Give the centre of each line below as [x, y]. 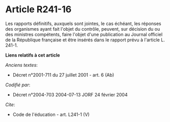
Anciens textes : [22, 65]
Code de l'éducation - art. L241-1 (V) [51, 114]
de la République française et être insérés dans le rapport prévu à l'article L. [85, 40]
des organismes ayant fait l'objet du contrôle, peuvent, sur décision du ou [83, 29]
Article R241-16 [38, 9]
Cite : [10, 104]
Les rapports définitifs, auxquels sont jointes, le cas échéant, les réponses [83, 23]
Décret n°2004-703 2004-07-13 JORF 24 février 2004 [70, 94]
